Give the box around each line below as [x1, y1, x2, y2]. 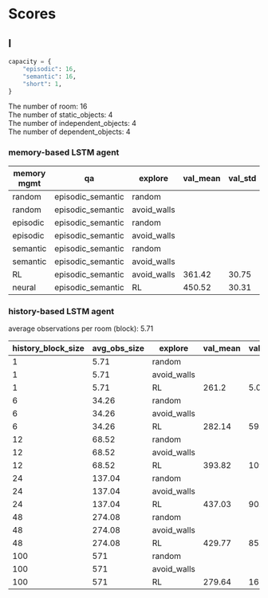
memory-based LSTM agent [8, 147, 120, 158]
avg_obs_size [92, 342, 145, 353]
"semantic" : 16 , [22, 73, 77, 81]
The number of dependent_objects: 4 [8, 127, 131, 136]
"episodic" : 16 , [22, 65, 77, 73]
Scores [8, 5, 57, 23]
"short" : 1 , [22, 80, 62, 88]
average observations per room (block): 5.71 [8, 324, 154, 333]
